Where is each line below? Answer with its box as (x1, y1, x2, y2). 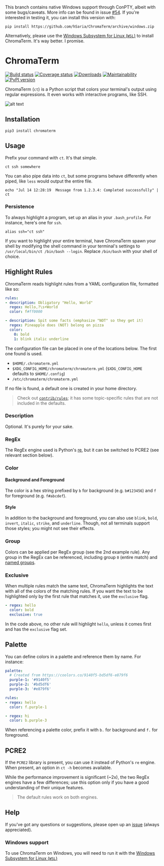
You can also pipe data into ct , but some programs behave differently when (5, 173, 158, 179)
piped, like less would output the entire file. (5, 178, 93, 184)
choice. (5, 253, 21, 259)
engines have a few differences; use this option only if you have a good (5, 779, 149, 785)
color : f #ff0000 (9, 309, 43, 314)
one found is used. (5, 350, 43, 356)
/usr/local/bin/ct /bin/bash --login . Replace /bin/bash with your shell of (5, 248, 158, 254)
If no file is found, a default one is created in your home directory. (5, 385, 137, 391)
